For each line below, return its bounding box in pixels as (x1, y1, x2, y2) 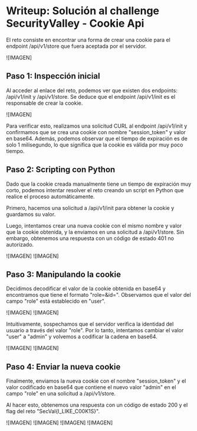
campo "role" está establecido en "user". (6, 297, 106, 305)
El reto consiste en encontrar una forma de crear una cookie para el (6, 36, 171, 43)
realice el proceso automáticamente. (6, 193, 95, 200)
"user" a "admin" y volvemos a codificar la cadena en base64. (6, 333, 157, 341)
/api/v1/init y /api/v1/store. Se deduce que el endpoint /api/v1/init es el (6, 93, 176, 100)
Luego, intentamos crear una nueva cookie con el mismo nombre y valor (6, 222, 182, 229)
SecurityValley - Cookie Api (6, 17, 145, 30)
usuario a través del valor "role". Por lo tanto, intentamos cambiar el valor (6, 327, 184, 334)
